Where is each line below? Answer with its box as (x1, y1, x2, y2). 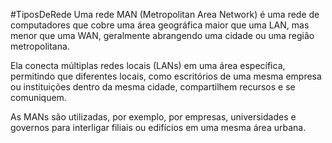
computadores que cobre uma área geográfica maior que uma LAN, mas (10, 19, 310, 31)
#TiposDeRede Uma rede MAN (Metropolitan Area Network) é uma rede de (10, 9, 320, 20)
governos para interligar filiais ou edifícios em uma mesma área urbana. (10, 122, 307, 133)
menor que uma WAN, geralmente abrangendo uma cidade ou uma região (10, 30, 315, 41)
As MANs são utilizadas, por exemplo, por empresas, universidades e (10, 111, 297, 123)
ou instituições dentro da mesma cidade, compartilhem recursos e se (10, 81, 296, 93)
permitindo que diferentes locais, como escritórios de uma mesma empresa (10, 70, 322, 82)
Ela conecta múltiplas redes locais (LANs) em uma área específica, (10, 60, 286, 71)
